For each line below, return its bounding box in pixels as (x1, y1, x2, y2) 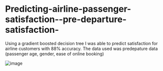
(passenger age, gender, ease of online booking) (5, 50, 104, 57)
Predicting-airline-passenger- (5, 3, 131, 15)
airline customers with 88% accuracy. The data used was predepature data (5, 46, 158, 51)
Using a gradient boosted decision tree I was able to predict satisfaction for (5, 40, 158, 46)
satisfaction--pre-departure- (5, 14, 127, 25)
